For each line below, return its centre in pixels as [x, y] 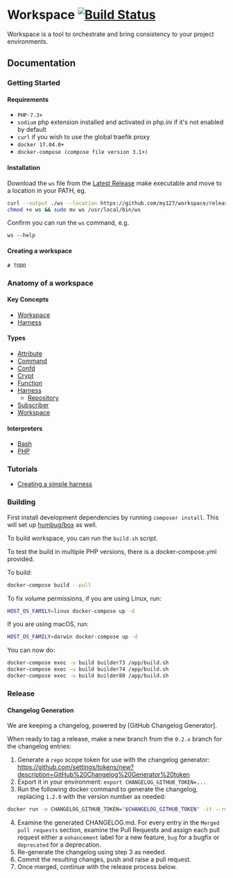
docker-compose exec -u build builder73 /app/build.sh [88, 663]
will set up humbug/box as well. [52, 524]
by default [32, 130]
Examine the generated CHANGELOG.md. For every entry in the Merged [118, 823]
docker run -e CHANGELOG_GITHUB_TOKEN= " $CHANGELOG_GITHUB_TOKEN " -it [110, 809]
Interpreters [25, 428]
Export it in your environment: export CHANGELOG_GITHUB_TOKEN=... [112, 782]
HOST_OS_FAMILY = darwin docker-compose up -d [72, 637]
